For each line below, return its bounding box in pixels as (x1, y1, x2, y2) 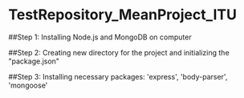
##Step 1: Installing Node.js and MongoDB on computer (8, 32, 192, 42)
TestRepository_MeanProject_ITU (8, 6, 237, 24)
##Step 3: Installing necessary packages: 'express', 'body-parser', (8, 71, 228, 81)
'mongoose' (8, 80, 48, 90)
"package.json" (8, 56, 60, 66)
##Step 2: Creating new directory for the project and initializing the (8, 47, 230, 57)
